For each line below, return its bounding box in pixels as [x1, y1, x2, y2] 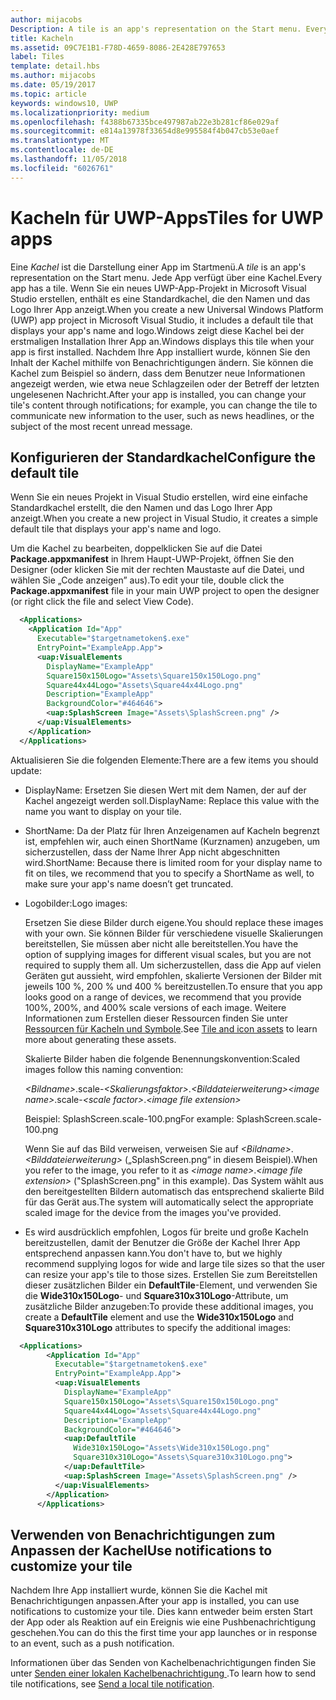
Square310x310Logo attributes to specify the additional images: [24, 1321, 292, 1333]
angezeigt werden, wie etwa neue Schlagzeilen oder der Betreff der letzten [10, 377, 320, 390]
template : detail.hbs [10, 61, 101, 71]
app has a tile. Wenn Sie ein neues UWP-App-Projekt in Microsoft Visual [10, 282, 307, 294]
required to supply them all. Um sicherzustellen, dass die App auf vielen [24, 959, 322, 971]
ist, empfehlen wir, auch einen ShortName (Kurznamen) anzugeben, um [24, 835, 320, 847]
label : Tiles [10, 52, 65, 62]
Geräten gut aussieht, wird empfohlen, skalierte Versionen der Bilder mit [24, 969, 322, 981]
